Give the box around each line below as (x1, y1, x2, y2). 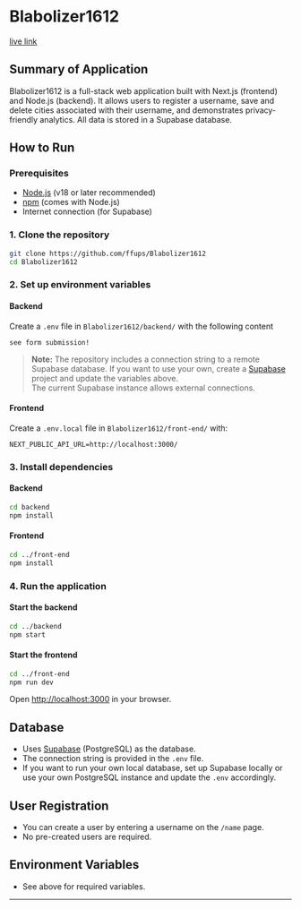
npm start (9, 630, 47, 639)
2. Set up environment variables (9, 279, 151, 291)
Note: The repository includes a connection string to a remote (30, 354, 260, 364)
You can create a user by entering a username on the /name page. (21, 822, 264, 833)
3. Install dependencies (9, 460, 114, 473)
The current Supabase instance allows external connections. (30, 382, 255, 393)
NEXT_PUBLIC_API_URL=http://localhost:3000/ (9, 440, 178, 449)
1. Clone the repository (9, 228, 110, 241)
